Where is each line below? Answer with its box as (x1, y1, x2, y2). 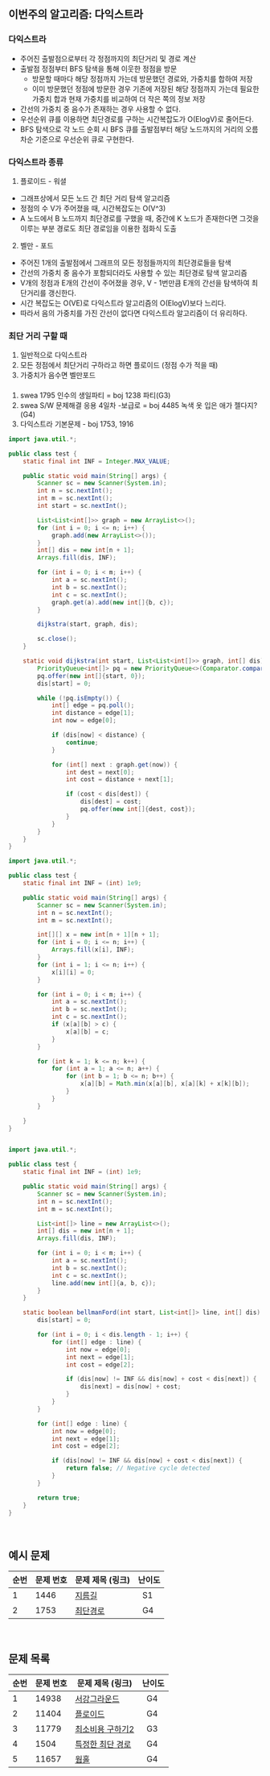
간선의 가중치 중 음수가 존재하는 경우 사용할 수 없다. (19, 104, 181, 114)
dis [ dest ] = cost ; (80, 797, 142, 806)
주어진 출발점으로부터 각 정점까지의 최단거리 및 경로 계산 (19, 53, 197, 63)
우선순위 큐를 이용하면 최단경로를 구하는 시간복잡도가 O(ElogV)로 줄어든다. (19, 114, 255, 123)
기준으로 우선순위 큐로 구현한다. (35, 134, 134, 143)
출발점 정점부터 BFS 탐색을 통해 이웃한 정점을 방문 (19, 64, 178, 73)
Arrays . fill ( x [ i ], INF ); (51, 946, 135, 954)
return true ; (37, 1494, 81, 1502)
